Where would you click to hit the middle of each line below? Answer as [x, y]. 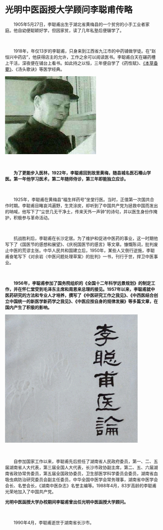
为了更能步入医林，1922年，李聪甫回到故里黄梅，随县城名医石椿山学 [82, 173]
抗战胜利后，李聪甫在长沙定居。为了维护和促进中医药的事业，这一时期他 [86, 238]
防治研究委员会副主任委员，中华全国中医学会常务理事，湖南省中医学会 [88, 479]
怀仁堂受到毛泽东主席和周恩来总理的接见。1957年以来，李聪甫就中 [88, 289]
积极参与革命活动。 [33, 217]
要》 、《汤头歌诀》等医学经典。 [35, 69]
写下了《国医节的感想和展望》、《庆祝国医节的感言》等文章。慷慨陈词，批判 [79, 244]
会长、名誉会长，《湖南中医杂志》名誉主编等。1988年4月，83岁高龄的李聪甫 [81, 485]
